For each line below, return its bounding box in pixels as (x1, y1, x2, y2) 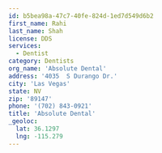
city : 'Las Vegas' (8, 79, 70, 87)
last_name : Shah (8, 27, 63, 35)
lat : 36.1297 (15, 125, 60, 133)
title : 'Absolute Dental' (8, 110, 96, 118)
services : (8, 42, 42, 50)
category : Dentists (8, 57, 75, 66)
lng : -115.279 (15, 132, 63, 140)
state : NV (8, 87, 42, 96)
